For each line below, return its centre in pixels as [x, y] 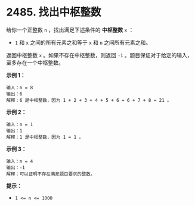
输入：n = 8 [20, 88]
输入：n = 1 [20, 124]
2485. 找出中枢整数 [54, 12]
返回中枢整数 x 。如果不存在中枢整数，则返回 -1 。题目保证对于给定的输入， [99, 55]
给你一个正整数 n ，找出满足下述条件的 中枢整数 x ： [70, 30]
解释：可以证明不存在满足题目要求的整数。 [51, 174]
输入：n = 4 [20, 161]
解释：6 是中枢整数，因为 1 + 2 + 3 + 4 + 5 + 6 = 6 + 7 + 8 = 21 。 [89, 100]
